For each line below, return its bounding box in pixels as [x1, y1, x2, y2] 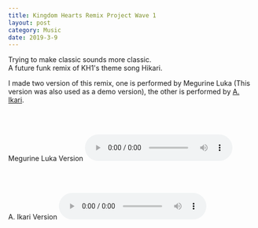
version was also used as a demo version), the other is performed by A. [8, 87, 240, 97]
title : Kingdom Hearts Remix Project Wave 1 [8, 11, 157, 20]
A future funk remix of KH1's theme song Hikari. [8, 64, 163, 73]
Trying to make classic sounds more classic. [8, 55, 152, 64]
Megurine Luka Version [8, 154, 84, 164]
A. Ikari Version [8, 212, 57, 222]
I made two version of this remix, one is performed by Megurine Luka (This [8, 79, 250, 88]
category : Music [8, 26, 61, 34]
